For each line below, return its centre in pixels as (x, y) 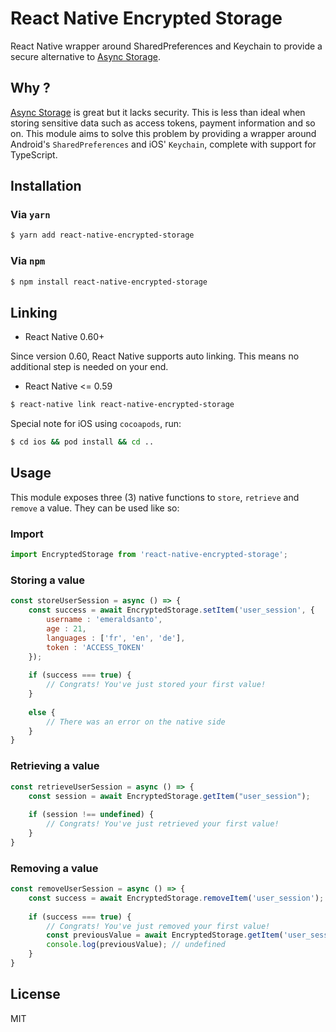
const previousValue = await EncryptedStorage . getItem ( (165, 935)
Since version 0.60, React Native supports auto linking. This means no (155, 356)
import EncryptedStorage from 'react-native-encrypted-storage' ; (149, 555)
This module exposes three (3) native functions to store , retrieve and (155, 497)
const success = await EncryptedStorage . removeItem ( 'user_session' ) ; (176, 898)
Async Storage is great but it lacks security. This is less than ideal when (158, 112)
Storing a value (48, 580)
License (35, 994)
